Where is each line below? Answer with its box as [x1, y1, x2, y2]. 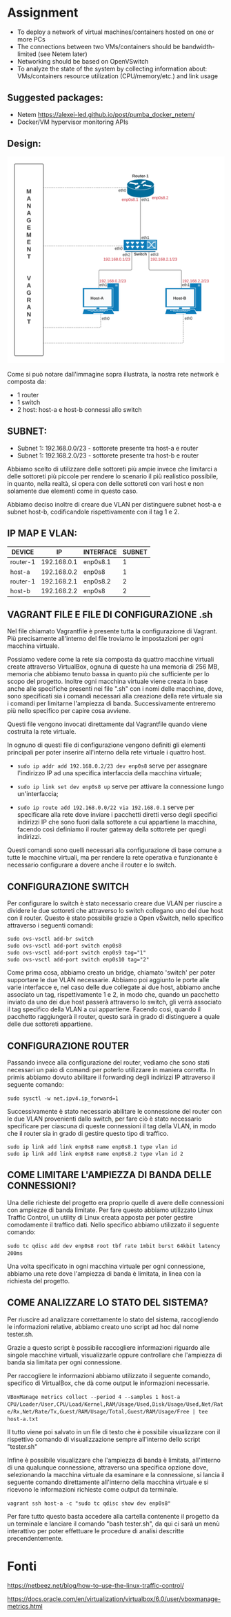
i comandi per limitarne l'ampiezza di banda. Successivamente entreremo [7, 699, 216, 707]
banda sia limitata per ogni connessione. [7, 1358, 122, 1366]
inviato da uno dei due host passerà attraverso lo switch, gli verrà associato [7, 998, 222, 1006]
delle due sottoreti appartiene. [7, 1020, 93, 1029]
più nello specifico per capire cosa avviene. [7, 707, 131, 715]
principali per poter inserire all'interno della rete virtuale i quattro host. [7, 748, 206, 757]
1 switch [17, 398, 41, 406]
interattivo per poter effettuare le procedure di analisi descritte [7, 1526, 184, 1535]
